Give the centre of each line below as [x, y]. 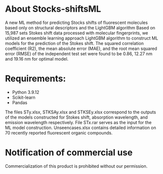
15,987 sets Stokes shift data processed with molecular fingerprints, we [77, 33]
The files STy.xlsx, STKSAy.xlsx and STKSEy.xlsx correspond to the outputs [81, 112]
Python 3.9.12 [26, 92]
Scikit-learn [24, 97]
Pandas [20, 102]
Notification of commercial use [69, 153]
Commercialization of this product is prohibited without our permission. [76, 166]
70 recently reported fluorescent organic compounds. [59, 132]
